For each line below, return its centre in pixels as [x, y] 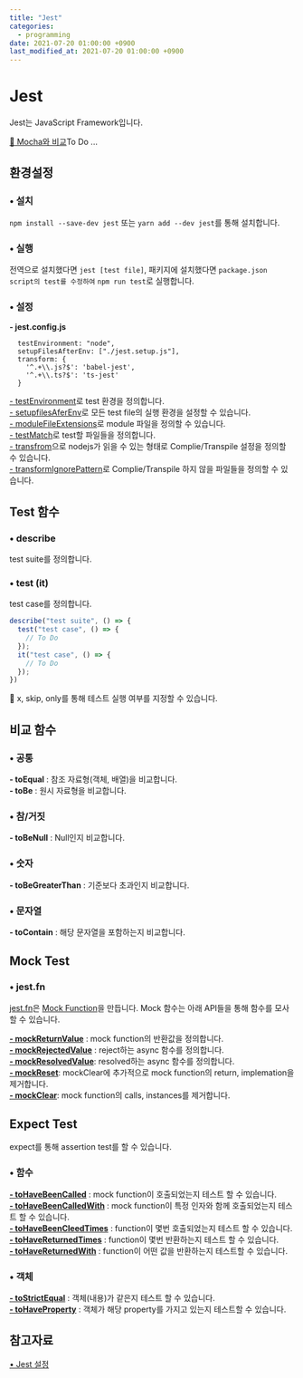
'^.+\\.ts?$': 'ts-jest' [72, 376]
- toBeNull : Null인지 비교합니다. [67, 838]
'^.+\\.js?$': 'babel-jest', [80, 368]
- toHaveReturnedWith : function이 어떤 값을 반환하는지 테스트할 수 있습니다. [149, 1250]
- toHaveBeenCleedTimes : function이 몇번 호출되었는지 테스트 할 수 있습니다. [151, 1228]
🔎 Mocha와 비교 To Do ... [53, 142]
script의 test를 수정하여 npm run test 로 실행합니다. [102, 281]
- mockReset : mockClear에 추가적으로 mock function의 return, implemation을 [152, 1072]
